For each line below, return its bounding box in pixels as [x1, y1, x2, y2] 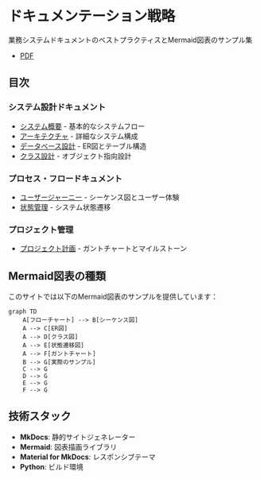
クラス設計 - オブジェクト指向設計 [19, 151, 132, 160]
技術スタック [8, 410, 72, 423]
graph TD [8, 307, 37, 316]
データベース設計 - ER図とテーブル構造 [19, 141, 147, 151]
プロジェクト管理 [8, 224, 74, 235]
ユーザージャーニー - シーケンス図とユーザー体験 [19, 192, 180, 202]
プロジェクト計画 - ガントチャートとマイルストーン [19, 244, 188, 253]
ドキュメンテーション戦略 [8, 7, 176, 25]
